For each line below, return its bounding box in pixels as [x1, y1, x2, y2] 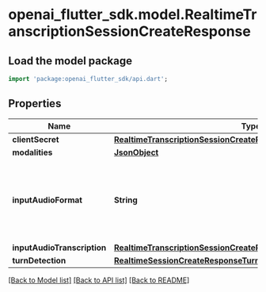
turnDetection [12, 255, 66, 266]
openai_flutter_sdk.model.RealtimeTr [8, 6, 257, 24]
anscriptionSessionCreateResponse [8, 22, 251, 40]
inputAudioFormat [12, 194, 83, 206]
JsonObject [113, 147, 159, 158]
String [113, 194, 139, 206]
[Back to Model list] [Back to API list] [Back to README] [8, 275, 190, 285]
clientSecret [12, 133, 59, 144]
